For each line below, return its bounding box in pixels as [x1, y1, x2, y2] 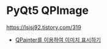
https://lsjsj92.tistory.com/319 [6, 24, 81, 31]
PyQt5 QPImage [6, 4, 89, 18]
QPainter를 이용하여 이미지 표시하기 [15, 36, 101, 43]
